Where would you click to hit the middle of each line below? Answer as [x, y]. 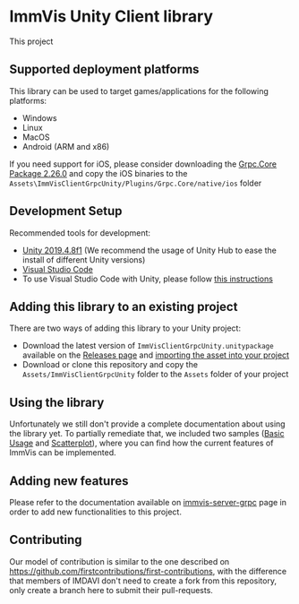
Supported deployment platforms [104, 69]
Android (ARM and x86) [66, 146]
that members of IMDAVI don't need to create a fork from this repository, [143, 581]
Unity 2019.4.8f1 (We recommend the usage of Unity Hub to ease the [149, 250]
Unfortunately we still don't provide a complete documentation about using [147, 424]
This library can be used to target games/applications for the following [139, 91]
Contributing [46, 540]
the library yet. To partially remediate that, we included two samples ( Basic [147, 434]
